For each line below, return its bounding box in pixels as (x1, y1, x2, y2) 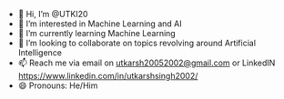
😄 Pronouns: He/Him (17, 80, 98, 91)
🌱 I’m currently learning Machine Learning (17, 28, 176, 38)
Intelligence (17, 47, 62, 58)
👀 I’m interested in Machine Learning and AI (17, 18, 182, 29)
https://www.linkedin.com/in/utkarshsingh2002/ (17, 71, 198, 81)
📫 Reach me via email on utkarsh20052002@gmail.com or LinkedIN (17, 57, 276, 68)
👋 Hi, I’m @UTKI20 (17, 9, 88, 19)
